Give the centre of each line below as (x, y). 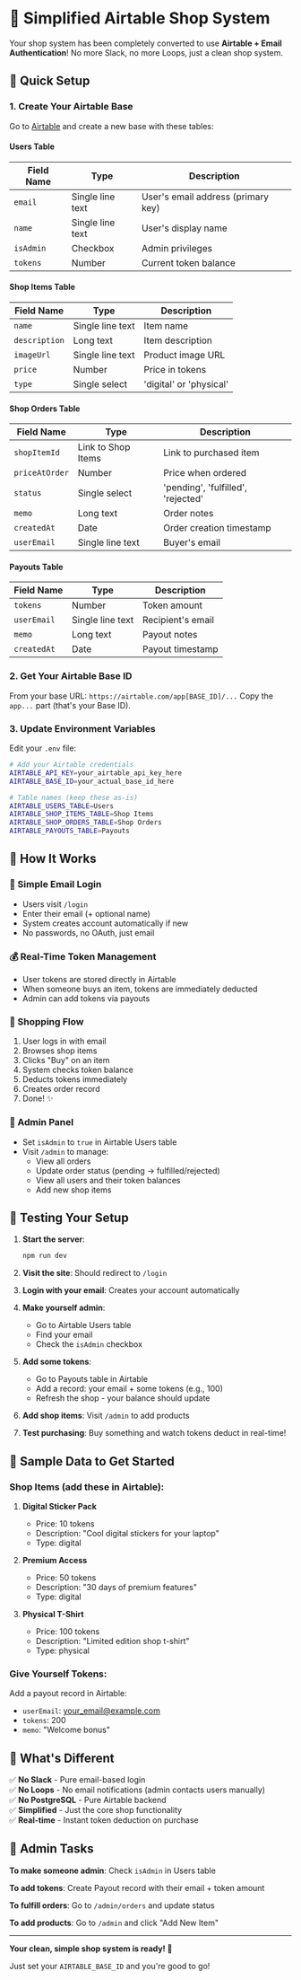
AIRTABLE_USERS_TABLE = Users (62, 806)
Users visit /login (55, 904)
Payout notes (170, 635)
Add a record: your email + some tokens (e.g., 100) (129, 1389)
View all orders (63, 1161)
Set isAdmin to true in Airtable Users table (99, 1142)
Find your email (64, 1335)
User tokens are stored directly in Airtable (99, 980)
